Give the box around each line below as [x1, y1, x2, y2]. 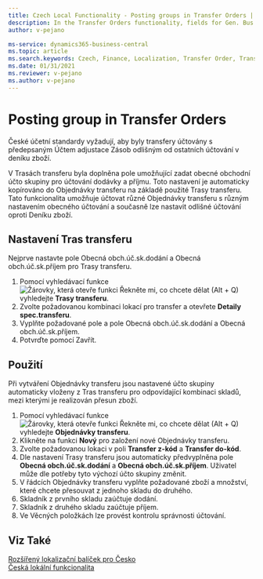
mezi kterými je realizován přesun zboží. [8, 395, 139, 405]
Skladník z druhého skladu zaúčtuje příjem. [19, 503, 159, 512]
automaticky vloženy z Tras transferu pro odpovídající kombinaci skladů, [8, 388, 241, 397]
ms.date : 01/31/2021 [8, 62, 76, 71]
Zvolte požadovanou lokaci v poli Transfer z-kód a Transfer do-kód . [19, 444, 241, 453]
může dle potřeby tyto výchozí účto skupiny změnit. [19, 469, 187, 479]
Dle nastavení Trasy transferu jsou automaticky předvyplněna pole [19, 453, 234, 462]
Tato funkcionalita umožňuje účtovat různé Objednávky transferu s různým [8, 193, 249, 202]
